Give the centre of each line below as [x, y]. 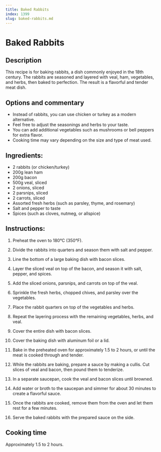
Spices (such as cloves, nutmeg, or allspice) [56, 213]
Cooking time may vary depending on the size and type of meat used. [82, 140]
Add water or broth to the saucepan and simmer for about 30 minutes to [84, 388]
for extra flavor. [28, 135]
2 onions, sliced [28, 188]
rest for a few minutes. [35, 408]
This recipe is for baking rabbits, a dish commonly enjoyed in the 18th [75, 72]
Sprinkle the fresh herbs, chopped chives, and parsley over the [75, 292]
